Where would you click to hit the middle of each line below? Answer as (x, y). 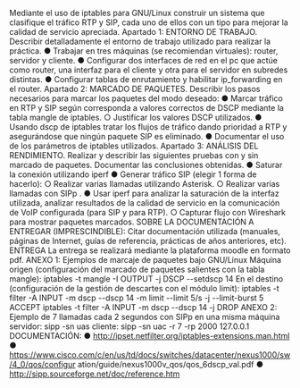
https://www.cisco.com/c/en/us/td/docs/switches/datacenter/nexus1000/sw (150, 355)
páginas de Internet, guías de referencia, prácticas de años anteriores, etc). (148, 241)
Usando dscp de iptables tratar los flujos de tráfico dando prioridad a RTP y (148, 127)
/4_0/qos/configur (42, 364)
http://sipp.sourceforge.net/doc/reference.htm (95, 374)
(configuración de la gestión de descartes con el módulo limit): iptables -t (144, 288)
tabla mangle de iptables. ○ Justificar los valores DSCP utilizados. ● (136, 117)
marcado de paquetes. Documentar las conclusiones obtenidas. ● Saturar (146, 165)
